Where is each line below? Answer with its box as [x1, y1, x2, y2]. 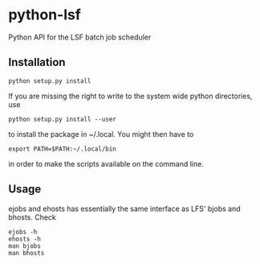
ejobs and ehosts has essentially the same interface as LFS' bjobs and [8, 204, 241, 213]
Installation [8, 56, 66, 69]
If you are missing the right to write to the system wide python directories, [8, 91, 253, 101]
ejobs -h [8, 228, 38, 236]
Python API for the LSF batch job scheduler [8, 32, 152, 42]
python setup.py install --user [8, 115, 116, 123]
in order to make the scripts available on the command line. [8, 159, 205, 168]
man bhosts [8, 249, 45, 257]
